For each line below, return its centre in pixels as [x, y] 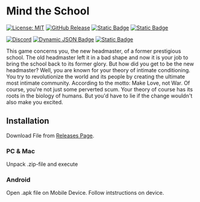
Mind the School [48, 11]
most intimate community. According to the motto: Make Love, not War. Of [98, 83]
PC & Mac [20, 151]
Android [18, 180]
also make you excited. [35, 102]
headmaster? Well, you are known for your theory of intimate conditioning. [98, 70]
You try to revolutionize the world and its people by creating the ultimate [96, 76]
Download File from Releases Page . [50, 135]
